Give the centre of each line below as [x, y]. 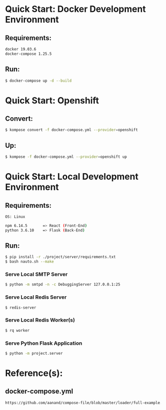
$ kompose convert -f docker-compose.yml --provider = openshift [72, 130]
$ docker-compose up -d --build [38, 81]
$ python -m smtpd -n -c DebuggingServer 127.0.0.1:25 [63, 285]
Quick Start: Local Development [72, 177]
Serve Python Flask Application [44, 343]
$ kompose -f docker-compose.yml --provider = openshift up [66, 157]
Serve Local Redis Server [36, 297]
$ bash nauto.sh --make [30, 262]
